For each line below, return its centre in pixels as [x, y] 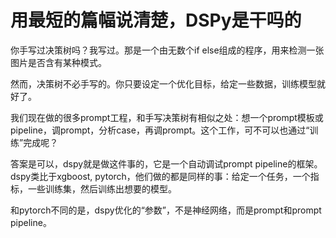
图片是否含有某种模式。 [58, 62]
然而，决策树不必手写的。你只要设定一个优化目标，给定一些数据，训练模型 [163, 83]
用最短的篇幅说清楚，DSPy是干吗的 [156, 20]
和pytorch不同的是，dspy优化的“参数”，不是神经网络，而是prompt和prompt [166, 210]
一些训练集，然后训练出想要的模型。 [102, 188]
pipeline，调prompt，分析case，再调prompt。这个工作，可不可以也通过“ [160, 130]
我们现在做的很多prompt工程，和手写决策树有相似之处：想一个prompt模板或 [167, 117]
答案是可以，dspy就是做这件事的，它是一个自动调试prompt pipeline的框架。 [166, 163]
